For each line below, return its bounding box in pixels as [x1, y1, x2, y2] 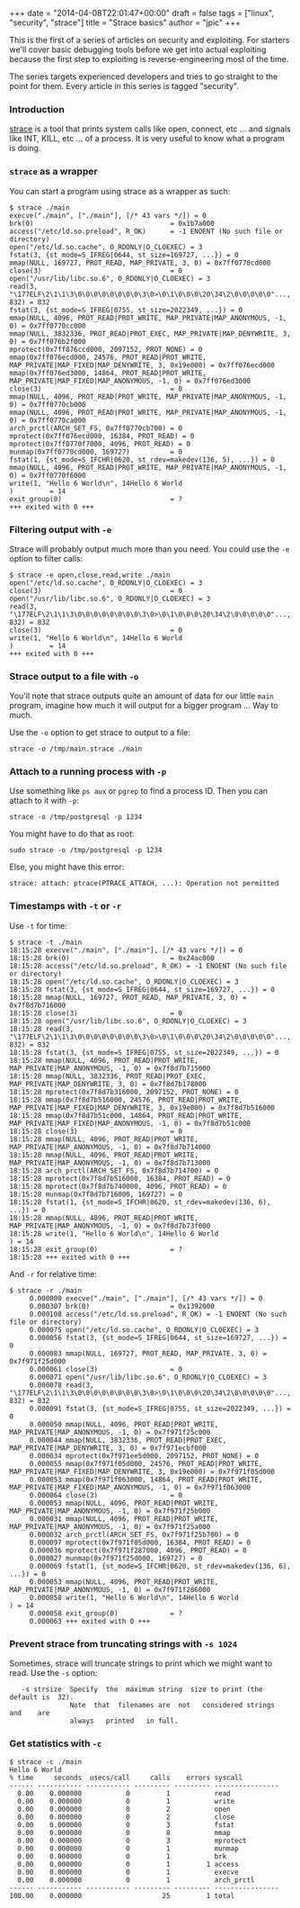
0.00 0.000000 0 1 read [17, 1789, 231, 1798]
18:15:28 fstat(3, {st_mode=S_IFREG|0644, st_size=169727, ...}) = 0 [9, 985, 276, 994]
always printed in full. [69, 1716, 179, 1726]
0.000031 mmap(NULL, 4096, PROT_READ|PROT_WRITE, [29, 1514, 219, 1524]
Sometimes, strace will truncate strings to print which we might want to [9, 1658, 272, 1669]
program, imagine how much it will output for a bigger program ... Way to [9, 700, 278, 711]
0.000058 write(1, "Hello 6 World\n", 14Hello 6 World [29, 1593, 240, 1602]
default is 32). [9, 1693, 75, 1702]
